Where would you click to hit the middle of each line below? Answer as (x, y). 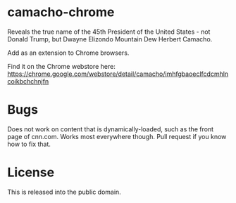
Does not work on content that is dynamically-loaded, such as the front (110, 129)
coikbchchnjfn (28, 81)
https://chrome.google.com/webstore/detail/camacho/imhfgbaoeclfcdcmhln (118, 74)
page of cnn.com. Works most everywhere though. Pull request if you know (117, 136)
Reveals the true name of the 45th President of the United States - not (109, 32)
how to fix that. (29, 144)
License (31, 172)
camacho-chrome (61, 12)
